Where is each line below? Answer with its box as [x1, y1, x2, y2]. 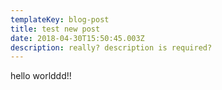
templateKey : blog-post [10, 14, 110, 25]
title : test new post [10, 24, 101, 34]
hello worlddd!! [10, 70, 72, 82]
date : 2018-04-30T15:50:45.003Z [10, 33, 145, 43]
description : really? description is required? [10, 42, 213, 53]
